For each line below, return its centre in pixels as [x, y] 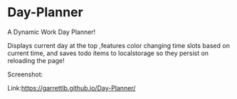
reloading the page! [36, 60]
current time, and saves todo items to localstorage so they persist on [108, 53]
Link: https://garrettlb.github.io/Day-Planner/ [72, 88]
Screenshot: [25, 74]
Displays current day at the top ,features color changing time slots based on [118, 45]
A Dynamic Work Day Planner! [52, 32]
